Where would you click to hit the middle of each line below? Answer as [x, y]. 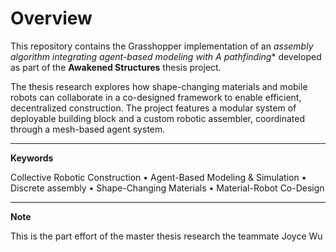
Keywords [32, 158]
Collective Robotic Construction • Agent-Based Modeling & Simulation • [158, 177]
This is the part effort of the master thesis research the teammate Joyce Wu [166, 236]
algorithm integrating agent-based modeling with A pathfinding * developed [166, 56]
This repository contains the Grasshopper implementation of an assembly [162, 46]
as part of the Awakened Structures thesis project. [116, 67]
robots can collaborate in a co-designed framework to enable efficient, [156, 97]
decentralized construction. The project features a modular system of [153, 108]
